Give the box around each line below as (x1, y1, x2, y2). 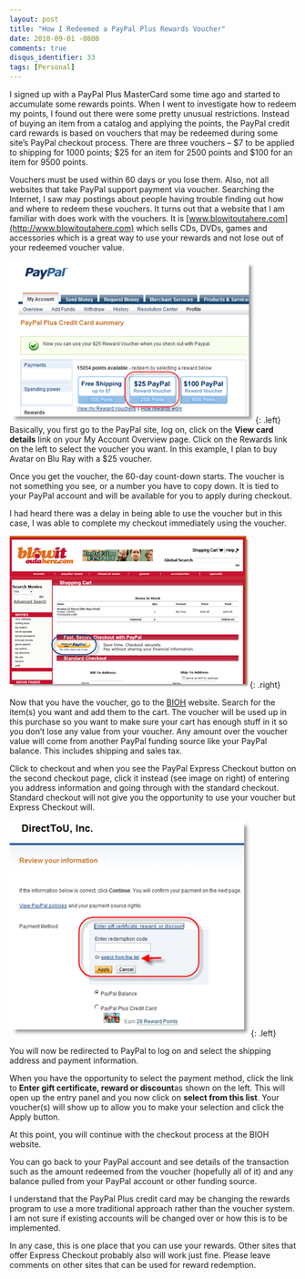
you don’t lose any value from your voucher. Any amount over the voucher (9, 726, 289, 737)
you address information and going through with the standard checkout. (9, 783, 280, 793)
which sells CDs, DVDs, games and (136, 223, 268, 233)
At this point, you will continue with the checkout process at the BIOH (9, 1130, 269, 1140)
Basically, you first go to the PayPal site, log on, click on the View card (9, 425, 274, 435)
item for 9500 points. (9, 157, 88, 168)
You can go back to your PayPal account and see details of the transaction (9, 1157, 290, 1167)
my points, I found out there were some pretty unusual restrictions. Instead (9, 108, 290, 118)
